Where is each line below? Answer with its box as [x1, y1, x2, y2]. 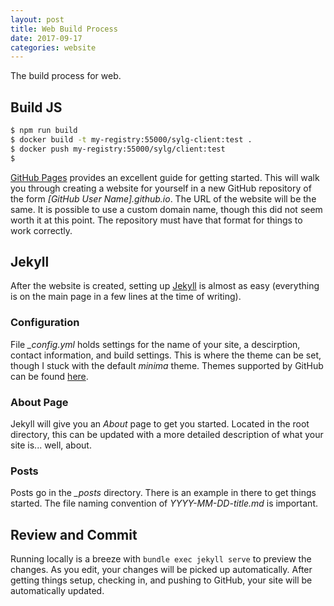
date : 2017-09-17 [10, 33, 83, 43]
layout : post [10, 14, 65, 25]
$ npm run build [10, 126, 78, 136]
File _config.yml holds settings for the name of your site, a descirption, [10, 338, 301, 350]
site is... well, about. [10, 439, 92, 451]
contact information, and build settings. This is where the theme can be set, [10, 349, 322, 361]
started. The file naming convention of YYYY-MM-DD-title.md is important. [10, 497, 318, 510]
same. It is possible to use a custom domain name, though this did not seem [10, 203, 323, 215]
